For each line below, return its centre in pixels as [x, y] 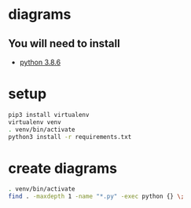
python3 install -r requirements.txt [70, 137]
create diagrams [63, 168]
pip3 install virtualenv [49, 115]
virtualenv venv [35, 122]
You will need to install [64, 44]
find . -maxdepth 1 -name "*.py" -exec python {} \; [96, 197]
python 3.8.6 [40, 62]
